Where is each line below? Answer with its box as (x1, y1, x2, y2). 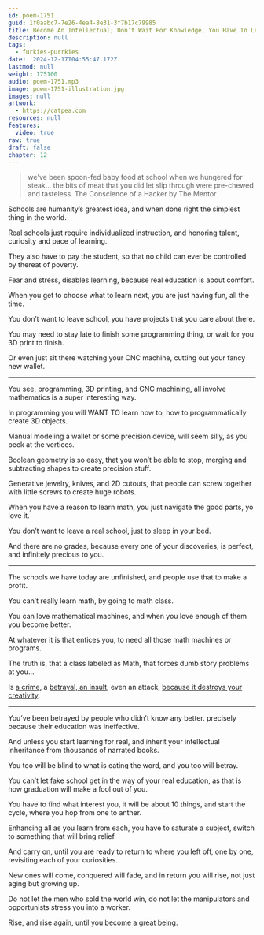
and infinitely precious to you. (8, 549, 104, 560)
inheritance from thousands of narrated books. (8, 746, 159, 755)
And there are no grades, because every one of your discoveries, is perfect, (8, 542, 254, 551)
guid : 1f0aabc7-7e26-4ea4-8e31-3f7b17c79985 (8, 19, 156, 27)
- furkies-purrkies (15, 48, 79, 56)
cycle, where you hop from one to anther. (8, 808, 142, 818)
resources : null (8, 114, 61, 122)
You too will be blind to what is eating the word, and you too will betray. (8, 761, 239, 770)
